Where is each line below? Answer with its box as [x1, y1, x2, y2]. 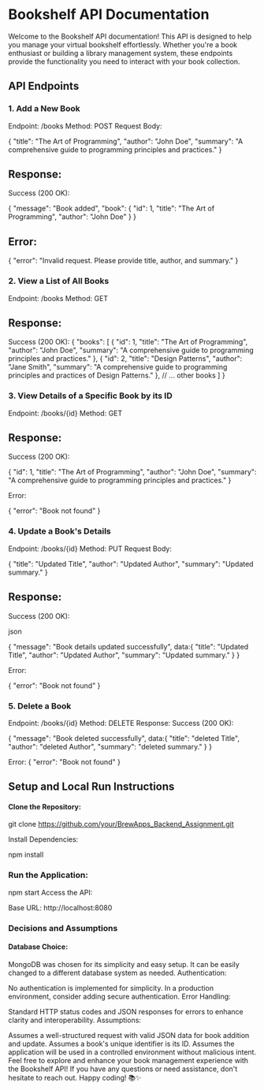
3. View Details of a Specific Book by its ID [8, 390, 173, 401]
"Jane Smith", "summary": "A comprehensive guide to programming [8, 363, 228, 372]
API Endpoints [8, 80, 80, 93]
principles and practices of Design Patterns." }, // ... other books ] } [8, 370, 226, 380]
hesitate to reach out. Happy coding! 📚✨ [8, 1073, 142, 1082]
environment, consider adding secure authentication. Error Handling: [8, 991, 231, 1001]
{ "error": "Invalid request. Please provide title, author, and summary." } [8, 256, 239, 266]
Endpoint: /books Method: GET [8, 293, 109, 303]
